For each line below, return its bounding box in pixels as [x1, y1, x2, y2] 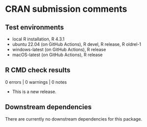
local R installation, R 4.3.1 [12, 36, 65, 42]
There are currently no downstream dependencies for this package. [5, 116, 143, 122]
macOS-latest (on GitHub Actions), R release [12, 52, 103, 58]
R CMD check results [5, 66, 71, 74]
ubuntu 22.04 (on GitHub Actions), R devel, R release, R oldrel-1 [12, 41, 142, 47]
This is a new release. [12, 89, 57, 95]
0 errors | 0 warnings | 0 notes [5, 79, 67, 85]
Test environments [5, 23, 64, 32]
